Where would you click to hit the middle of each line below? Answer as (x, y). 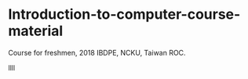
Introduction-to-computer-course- (124, 14)
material (36, 31)
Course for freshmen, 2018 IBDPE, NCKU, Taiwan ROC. (97, 52)
